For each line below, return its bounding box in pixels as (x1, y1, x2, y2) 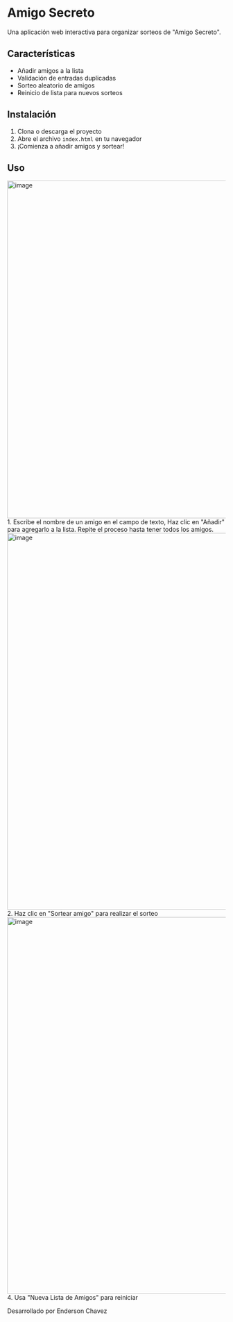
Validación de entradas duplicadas (17, 74, 116, 82)
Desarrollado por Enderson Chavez (7, 1307, 107, 1315)
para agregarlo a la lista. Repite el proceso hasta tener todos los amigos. (7, 526, 214, 534)
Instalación (7, 109, 57, 121)
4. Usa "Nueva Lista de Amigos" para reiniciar (7, 1294, 139, 1302)
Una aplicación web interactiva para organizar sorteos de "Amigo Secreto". (7, 28, 221, 36)
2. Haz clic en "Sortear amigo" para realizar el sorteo (7, 910, 158, 918)
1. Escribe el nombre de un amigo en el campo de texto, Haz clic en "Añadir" (7, 518, 225, 526)
